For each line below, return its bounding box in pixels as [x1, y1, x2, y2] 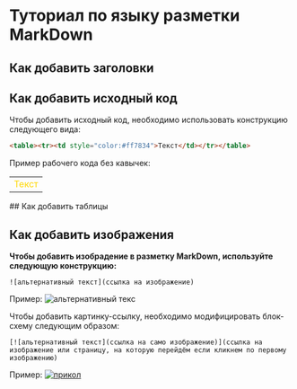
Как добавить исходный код [9, 91, 178, 106]
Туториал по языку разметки [9, 5, 240, 26]
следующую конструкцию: [9, 261, 117, 271]
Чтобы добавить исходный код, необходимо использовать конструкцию [9, 114, 289, 126]
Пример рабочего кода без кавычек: [9, 158, 151, 169]
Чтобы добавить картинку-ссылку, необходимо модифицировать [9, 311, 261, 322]
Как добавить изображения [9, 226, 175, 243]
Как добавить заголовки [9, 60, 154, 75]
